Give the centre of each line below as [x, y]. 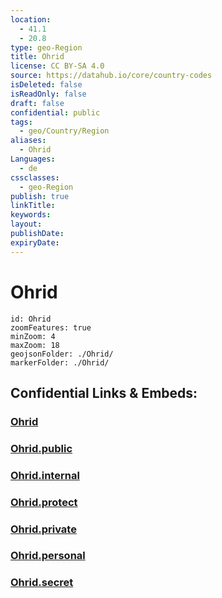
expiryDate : [35, 242]
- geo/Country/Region [64, 131]
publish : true [40, 196]
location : [31, 19]
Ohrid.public [41, 448]
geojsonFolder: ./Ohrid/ [62, 354]
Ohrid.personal [48, 556]
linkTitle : [33, 206]
